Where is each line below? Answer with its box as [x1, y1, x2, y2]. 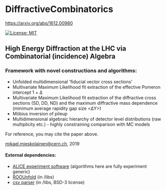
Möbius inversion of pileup [12, 110, 68, 116]
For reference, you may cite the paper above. [5, 131, 99, 137]
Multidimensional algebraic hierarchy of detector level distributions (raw [12, 116, 161, 122]
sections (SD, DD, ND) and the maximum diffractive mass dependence [12, 100, 158, 106]
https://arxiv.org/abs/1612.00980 [5, 20, 73, 26]
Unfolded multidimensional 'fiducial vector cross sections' [12, 79, 133, 85]
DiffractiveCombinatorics [5, 4, 114, 15]
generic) [12, 168, 30, 174]
